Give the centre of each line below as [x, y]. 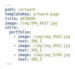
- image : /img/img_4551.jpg [42, 46]
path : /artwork [20, 9]
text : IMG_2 [30, 50]
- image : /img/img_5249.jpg [42, 55]
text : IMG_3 [30, 59]
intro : [12, 28]
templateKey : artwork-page [32, 14]
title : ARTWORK [20, 18]
